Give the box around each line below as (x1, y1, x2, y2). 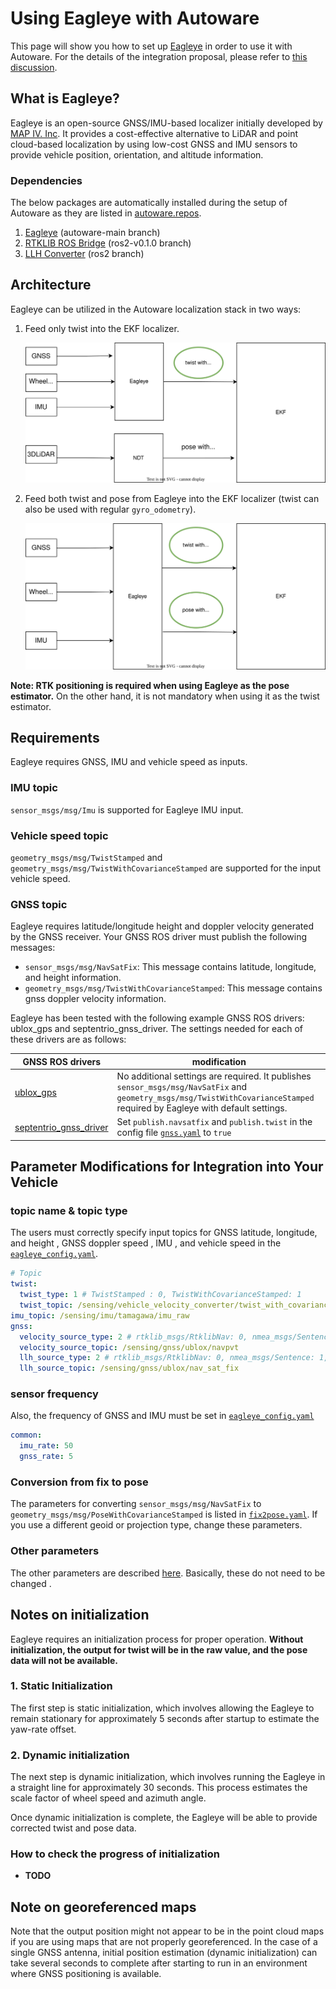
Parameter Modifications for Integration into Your (10, 1158, 324, 1176)
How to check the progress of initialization (10, 1847, 220, 1861)
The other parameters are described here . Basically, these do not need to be (10, 1567, 326, 1579)
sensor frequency (10, 1387, 99, 1401)
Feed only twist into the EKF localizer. (24, 322, 180, 334)
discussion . (10, 61, 58, 73)
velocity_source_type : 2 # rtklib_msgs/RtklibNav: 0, (19, 1332, 248, 1342)
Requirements (10, 729, 100, 746)
